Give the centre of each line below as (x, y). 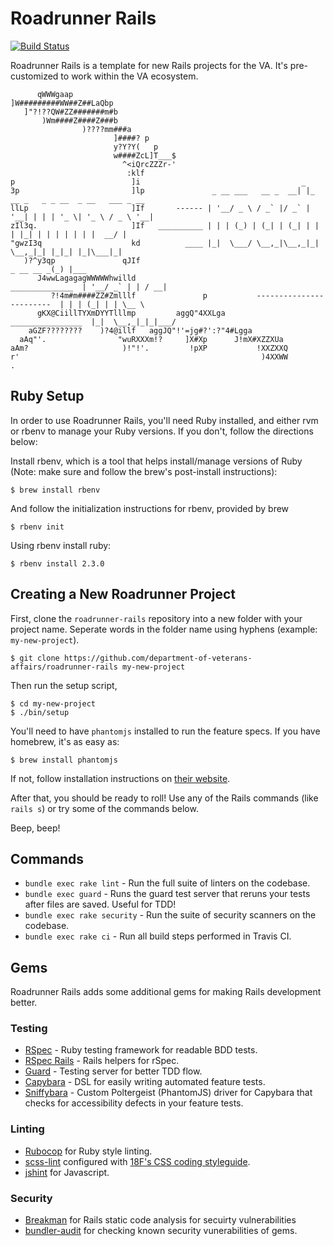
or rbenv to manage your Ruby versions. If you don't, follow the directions (162, 431)
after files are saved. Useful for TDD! (100, 904)
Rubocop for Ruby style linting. (88, 1151)
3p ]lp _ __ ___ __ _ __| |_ (162, 190)
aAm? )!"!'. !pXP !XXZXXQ (149, 348)
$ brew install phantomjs (64, 760)
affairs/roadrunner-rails (64, 667)
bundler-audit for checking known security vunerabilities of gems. (161, 1231)
